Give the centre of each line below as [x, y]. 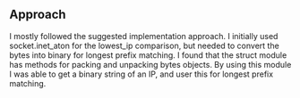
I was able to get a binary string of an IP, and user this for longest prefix [141, 74]
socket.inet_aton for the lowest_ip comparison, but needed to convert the [144, 45]
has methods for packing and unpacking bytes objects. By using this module [150, 64]
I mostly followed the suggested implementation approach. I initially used [144, 36]
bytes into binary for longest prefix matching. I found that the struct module [148, 55]
